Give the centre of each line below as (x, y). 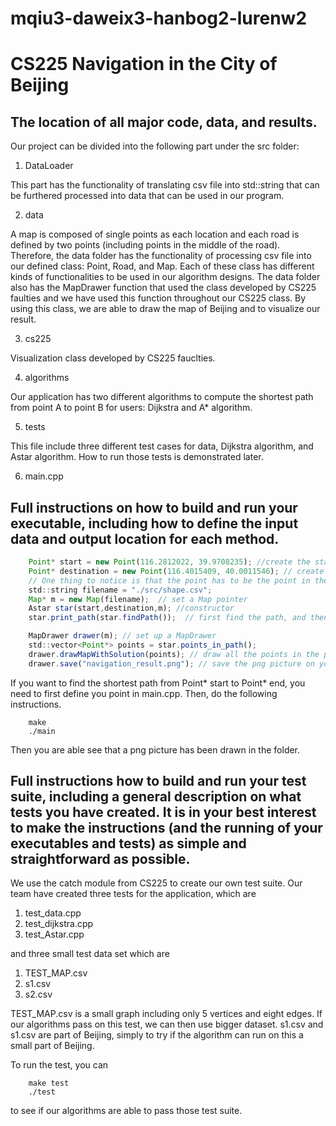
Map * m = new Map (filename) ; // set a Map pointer (138, 599)
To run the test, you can (59, 1065)
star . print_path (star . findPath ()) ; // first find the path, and (167, 618)
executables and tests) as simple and (128, 843)
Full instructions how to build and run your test (158, 781)
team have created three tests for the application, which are (133, 894)
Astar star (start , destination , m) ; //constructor (131, 608)
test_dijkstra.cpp (59, 924)
